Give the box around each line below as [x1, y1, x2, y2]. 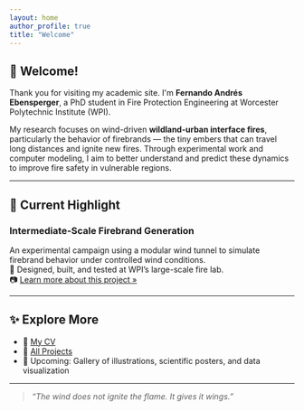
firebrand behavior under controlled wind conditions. [9, 254, 206, 265]
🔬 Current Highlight [9, 197, 120, 212]
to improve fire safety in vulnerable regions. [9, 163, 172, 173]
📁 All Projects [22, 345, 73, 357]
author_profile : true [9, 22, 91, 31]
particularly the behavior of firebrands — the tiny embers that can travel [9, 134, 278, 145]
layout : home [9, 13, 59, 23]
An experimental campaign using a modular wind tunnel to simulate [9, 245, 261, 256]
